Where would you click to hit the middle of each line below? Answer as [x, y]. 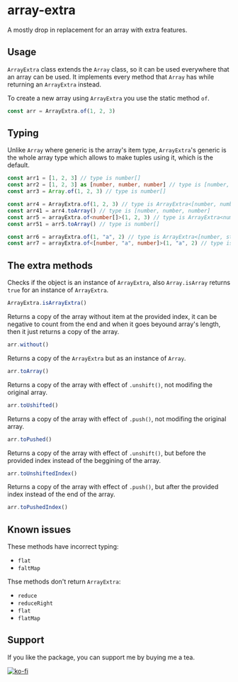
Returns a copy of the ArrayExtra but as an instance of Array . [97, 358]
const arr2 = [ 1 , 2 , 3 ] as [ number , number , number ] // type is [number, [119, 185]
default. [19, 165]
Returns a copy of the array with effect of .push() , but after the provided [113, 487]
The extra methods [50, 265]
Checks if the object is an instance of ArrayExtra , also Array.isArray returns [119, 283]
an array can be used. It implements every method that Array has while [111, 77]
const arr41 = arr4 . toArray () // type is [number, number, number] [109, 211]
